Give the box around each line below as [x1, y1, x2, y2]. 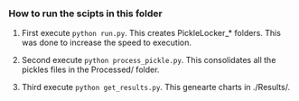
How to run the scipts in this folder [8, 7, 164, 20]
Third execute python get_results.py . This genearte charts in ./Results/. [21, 82, 291, 93]
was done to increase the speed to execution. [21, 37, 192, 48]
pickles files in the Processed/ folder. [21, 64, 160, 75]
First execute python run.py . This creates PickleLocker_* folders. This [21, 28, 282, 39]
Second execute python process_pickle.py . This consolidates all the [21, 55, 276, 66]
